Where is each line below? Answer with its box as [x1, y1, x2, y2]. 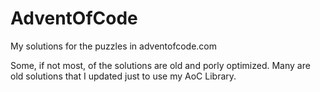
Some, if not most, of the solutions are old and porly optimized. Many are [10, 59, 311, 71]
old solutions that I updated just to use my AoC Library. [10, 70, 237, 82]
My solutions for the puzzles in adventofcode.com [10, 40, 218, 52]
